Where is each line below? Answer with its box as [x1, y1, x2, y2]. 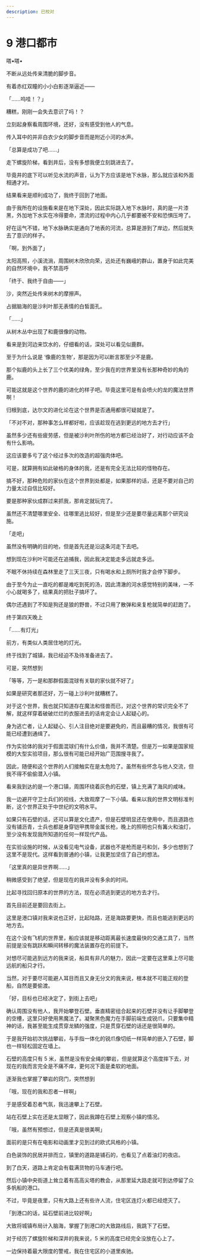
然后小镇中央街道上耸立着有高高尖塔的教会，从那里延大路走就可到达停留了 [6, 1176, 189, 1184]
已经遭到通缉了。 [11, 730, 54, 737]
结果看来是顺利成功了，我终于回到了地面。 [6, 192, 111, 199]
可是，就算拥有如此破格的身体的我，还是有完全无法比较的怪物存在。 [6, 464, 173, 471]
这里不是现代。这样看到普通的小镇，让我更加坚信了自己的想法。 [6, 851, 162, 858]
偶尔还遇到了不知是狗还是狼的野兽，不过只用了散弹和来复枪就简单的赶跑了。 [6, 601, 194, 608]
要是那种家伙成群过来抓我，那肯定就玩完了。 [6, 497, 116, 504]
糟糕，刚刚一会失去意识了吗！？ [6, 108, 85, 115]
